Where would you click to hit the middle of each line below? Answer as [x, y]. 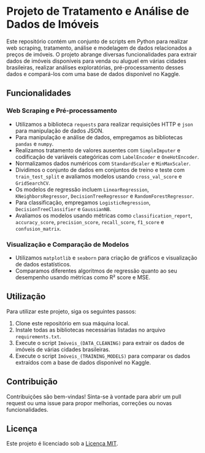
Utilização [26, 297]
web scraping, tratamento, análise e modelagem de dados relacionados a [99, 48]
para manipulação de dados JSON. [60, 131]
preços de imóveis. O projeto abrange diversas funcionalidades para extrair [102, 54]
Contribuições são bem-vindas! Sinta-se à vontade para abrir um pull [94, 397]
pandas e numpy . [34, 144]
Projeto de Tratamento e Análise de [98, 11]
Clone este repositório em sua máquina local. [72, 323]
